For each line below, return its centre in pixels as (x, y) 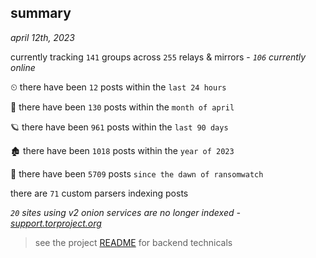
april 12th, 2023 (42, 37)
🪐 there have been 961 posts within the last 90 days (119, 127)
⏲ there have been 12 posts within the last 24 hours (118, 87)
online (23, 67)
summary (41, 13)
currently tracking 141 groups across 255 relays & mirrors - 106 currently (158, 57)
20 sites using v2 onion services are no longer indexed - (125, 212)
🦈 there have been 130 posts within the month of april (122, 107)
